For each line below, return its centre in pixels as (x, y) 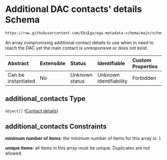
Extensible (52, 63)
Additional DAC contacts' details (74, 9)
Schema (22, 20)
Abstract (18, 63)
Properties (145, 66)
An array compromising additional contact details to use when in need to (80, 42)
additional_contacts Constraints (56, 126)
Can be (16, 75)
